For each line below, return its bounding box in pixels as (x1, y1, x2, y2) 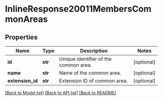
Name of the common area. (59, 69, 121, 76)
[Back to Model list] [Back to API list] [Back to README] (5, 90, 116, 96)
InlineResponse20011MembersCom (5, 3, 152, 15)
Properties (5, 33, 38, 41)
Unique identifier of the (59, 56, 112, 62)
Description (80, 48, 108, 54)
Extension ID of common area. (59, 78, 128, 84)
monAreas (5, 14, 48, 25)
